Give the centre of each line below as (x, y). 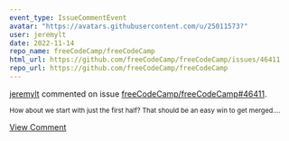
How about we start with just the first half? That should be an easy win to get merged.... (145, 110)
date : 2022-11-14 (42, 43)
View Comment (38, 127)
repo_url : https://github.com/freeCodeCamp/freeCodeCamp (119, 69)
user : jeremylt (38, 34)
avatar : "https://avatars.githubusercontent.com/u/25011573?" (129, 26)
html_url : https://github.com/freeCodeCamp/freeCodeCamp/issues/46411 (145, 60)
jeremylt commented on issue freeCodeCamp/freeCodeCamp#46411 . (138, 94)
